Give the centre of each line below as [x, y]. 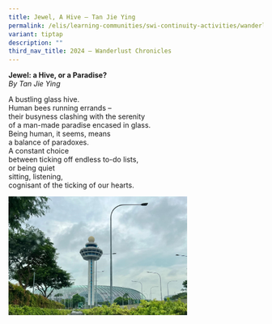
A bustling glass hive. [44, 99]
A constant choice [39, 151]
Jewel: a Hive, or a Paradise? [58, 75]
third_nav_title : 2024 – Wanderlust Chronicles [90, 51]
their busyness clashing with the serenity [77, 116]
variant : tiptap [36, 34]
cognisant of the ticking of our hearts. [72, 185]
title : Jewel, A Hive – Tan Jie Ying [72, 17]
